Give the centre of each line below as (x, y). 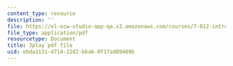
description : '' (31, 20)
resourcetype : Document (42, 39)
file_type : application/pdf (48, 33)
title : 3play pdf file (40, 45)
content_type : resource (42, 13)
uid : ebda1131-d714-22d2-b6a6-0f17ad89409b (71, 52)
